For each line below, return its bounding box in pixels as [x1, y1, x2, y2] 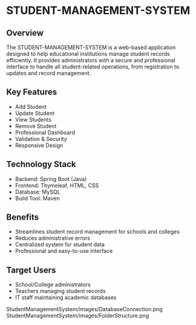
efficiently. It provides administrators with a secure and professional [6, 57, 175, 64]
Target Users [6, 264, 56, 275]
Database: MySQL [15, 188, 60, 195]
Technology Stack [6, 159, 76, 169]
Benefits [6, 212, 39, 223]
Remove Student [15, 122, 57, 130]
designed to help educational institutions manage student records [6, 50, 171, 57]
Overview [6, 28, 44, 38]
